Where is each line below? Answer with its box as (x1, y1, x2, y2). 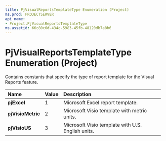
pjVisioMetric (7, 110, 41, 117)
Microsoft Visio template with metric (63, 107, 147, 114)
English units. (63, 128, 95, 135)
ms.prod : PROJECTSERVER (5, 12, 54, 17)
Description (63, 91, 92, 98)
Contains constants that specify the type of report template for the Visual (5, 74, 154, 80)
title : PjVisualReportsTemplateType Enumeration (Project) (5, 7, 129, 12)
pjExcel (7, 99, 26, 106)
